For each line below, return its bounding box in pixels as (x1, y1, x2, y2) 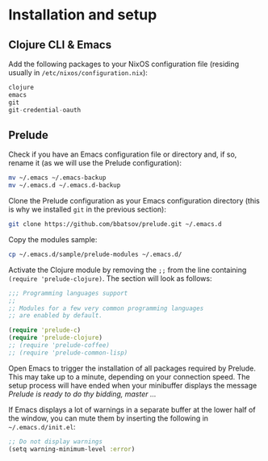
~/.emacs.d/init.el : (8, 421, 76, 431)
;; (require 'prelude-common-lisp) (8, 349, 128, 357)
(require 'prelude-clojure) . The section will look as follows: (8, 273, 212, 283)
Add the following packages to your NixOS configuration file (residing (8, 59, 240, 69)
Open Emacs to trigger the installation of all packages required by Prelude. (8, 363, 257, 373)
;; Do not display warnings (8, 438, 103, 446)
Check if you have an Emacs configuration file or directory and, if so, (8, 149, 237, 159)
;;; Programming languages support (8, 289, 128, 297)
